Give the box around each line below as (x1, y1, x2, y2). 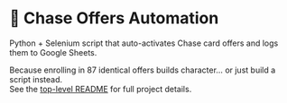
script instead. (9, 73, 63, 84)
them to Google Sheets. (9, 47, 97, 57)
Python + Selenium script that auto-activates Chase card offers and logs (9, 38, 279, 48)
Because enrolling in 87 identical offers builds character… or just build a (9, 64, 276, 75)
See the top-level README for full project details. (9, 83, 192, 94)
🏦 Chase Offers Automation (9, 8, 219, 29)
